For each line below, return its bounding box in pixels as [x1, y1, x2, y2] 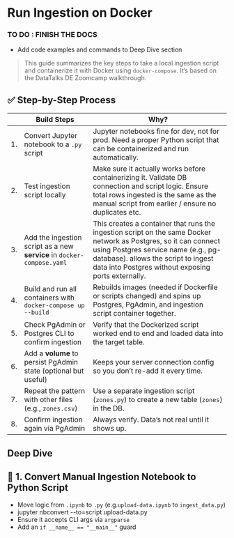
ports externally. [93, 271, 146, 281]
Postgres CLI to [24, 329, 75, 339]
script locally [24, 190, 66, 200]
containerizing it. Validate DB [93, 173, 187, 183]
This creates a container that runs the [93, 219, 216, 229]
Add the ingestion [24, 233, 82, 243]
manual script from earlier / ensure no [93, 199, 217, 208]
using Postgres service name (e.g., [93, 245, 207, 255]
